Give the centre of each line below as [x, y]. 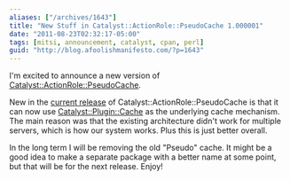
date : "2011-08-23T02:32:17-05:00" [75, 34]
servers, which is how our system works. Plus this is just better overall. [138, 130]
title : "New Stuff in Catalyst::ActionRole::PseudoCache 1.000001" [137, 26]
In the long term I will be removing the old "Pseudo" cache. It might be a [141, 148]
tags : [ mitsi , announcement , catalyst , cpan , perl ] [106, 42]
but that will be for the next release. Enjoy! [86, 167]
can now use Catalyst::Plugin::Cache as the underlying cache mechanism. [145, 112]
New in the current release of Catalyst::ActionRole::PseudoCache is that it [144, 102]
